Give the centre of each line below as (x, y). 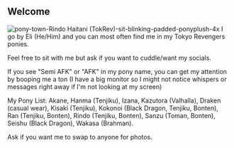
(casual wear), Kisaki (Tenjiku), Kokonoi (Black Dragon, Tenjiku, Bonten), (113, 108)
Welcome (29, 12)
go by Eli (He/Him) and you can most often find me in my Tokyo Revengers (116, 36)
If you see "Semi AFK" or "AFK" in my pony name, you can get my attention (117, 71)
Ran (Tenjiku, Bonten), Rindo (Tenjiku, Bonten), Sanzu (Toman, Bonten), (112, 115)
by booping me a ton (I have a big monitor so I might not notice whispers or (117, 79)
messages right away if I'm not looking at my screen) (85, 86)
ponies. (18, 44)
